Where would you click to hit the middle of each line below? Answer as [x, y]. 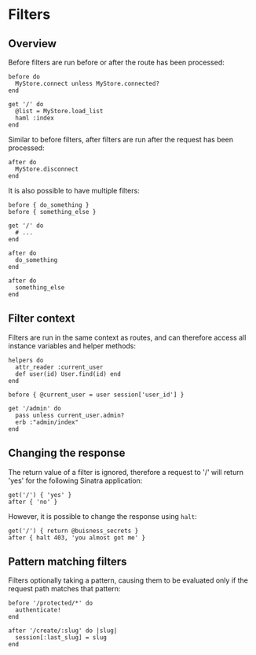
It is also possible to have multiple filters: [74, 191]
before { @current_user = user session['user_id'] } [96, 395]
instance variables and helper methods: [72, 346]
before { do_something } [49, 205]
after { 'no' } [33, 502]
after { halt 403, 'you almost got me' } [77, 537]
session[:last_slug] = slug [61, 638]
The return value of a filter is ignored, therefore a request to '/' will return [126, 472]
